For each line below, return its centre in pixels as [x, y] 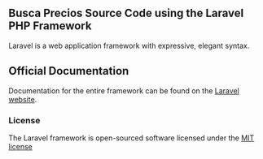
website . [23, 99]
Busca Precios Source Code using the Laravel [126, 13]
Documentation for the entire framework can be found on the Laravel [124, 90]
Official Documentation [69, 71]
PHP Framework [50, 26]
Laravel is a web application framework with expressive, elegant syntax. [129, 45]
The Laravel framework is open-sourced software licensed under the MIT [131, 138]
